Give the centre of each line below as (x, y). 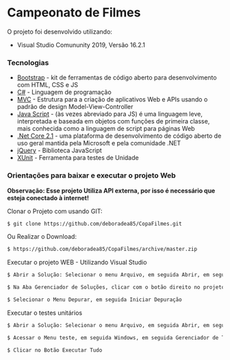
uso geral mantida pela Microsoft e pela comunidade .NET (99, 143)
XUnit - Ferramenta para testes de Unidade (78, 158)
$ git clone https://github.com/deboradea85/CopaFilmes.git (95, 224)
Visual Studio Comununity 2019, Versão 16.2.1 (81, 45)
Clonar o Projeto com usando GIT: (55, 211)
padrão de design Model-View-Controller (75, 107)
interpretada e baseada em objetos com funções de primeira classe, (113, 121)
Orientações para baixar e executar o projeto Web (91, 176)
